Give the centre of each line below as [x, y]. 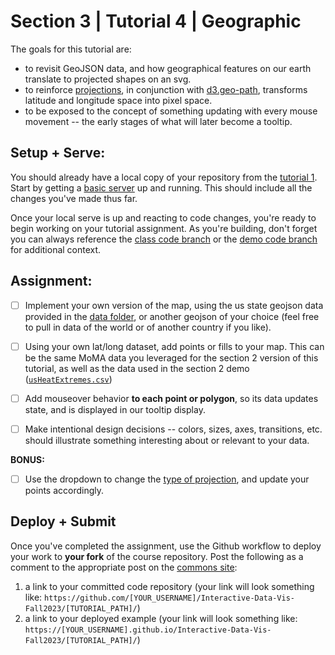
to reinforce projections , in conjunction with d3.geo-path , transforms [166, 89]
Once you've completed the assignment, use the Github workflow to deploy [166, 546]
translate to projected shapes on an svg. [108, 79]
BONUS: [27, 459]
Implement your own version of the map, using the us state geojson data [174, 305]
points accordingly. [64, 490]
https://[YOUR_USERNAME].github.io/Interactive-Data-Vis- [148, 630]
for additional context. [56, 249]
